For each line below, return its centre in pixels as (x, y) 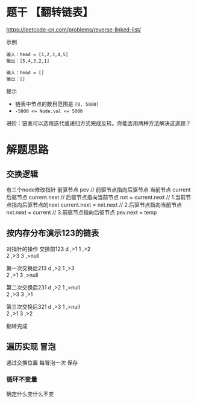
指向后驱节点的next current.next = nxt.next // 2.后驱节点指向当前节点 (97, 205)
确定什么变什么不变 (30, 394)
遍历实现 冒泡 (31, 347)
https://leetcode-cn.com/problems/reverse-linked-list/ (74, 29)
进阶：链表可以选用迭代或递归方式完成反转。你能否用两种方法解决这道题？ (98, 123)
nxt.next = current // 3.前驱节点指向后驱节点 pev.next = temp (82, 212)
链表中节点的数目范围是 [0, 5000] (57, 104)
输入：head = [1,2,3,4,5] (37, 54)
